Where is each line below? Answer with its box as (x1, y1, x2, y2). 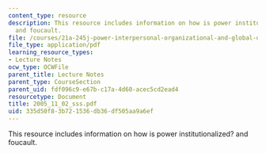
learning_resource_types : (8, 48, 93, 56)
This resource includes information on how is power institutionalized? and (8, 129, 249, 139)
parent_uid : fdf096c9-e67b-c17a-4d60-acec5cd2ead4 (8, 85, 179, 94)
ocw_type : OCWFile (8, 63, 69, 71)
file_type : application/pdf (8, 41, 101, 49)
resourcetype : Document (8, 93, 87, 101)
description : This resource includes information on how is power (8, 19, 232, 27)
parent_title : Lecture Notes (8, 71, 104, 78)
